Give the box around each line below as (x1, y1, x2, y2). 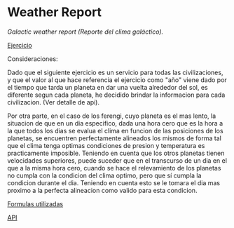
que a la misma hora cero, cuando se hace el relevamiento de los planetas (7, 163, 221, 172)
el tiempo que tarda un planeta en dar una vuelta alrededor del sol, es (7, 83, 208, 91)
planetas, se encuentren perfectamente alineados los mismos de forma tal (7, 134, 222, 142)
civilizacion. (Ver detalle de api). (7, 98, 100, 106)
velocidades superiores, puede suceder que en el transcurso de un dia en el (7, 156, 228, 165)
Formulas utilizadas (7, 199, 64, 208)
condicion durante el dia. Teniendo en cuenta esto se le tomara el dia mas (7, 178, 221, 187)
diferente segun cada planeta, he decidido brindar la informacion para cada (7, 90, 226, 99)
